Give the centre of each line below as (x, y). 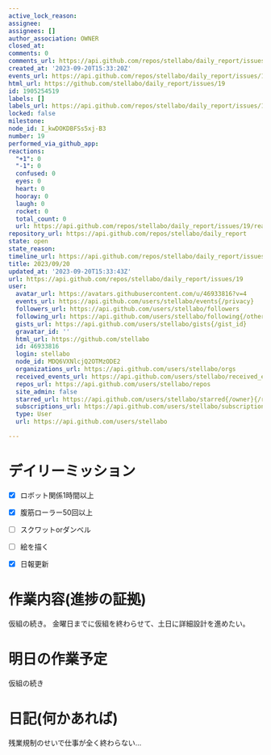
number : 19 (27, 136)
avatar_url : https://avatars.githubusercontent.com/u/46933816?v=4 (131, 294)
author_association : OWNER (54, 38)
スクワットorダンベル (55, 529)
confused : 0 (36, 174)
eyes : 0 (29, 181)
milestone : (27, 121)
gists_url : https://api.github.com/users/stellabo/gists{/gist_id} (131, 324)
